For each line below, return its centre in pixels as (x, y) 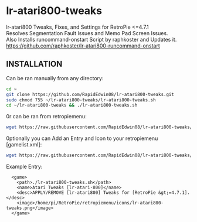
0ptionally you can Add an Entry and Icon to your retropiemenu (82, 138)
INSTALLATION (34, 64)
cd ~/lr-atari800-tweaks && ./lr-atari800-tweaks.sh (72, 105)
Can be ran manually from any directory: (55, 78)
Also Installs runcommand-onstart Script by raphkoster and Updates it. (91, 39)
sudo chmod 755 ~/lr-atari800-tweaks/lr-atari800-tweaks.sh (81, 100)
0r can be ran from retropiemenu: (46, 117)
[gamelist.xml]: (24, 145)
